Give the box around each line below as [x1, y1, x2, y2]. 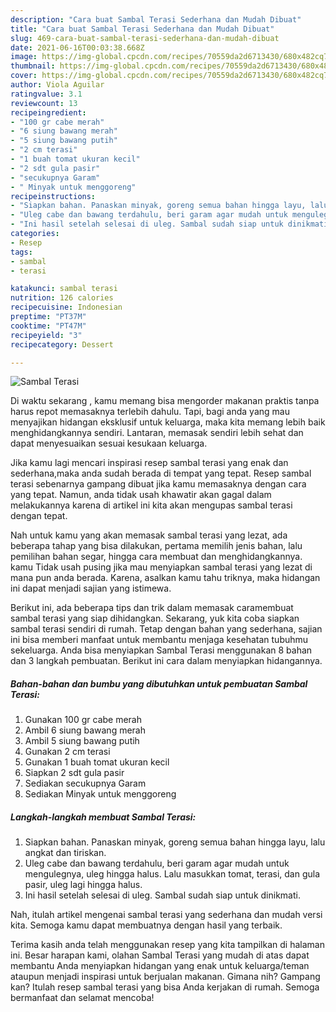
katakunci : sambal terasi [10, 284, 118, 294]
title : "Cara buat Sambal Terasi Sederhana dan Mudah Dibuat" [10, 24, 275, 34]
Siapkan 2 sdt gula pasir [24, 767, 125, 779]
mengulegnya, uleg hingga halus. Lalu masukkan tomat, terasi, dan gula [24, 868, 321, 880]
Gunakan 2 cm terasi [24, 746, 111, 758]
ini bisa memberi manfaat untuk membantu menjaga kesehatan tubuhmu [10, 634, 309, 646]
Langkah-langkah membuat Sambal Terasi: [10, 811, 197, 823]
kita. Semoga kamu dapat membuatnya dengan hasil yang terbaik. [10, 919, 283, 931]
